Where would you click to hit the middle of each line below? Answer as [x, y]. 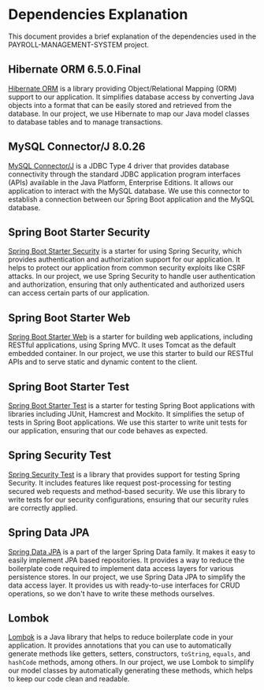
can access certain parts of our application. [79, 293]
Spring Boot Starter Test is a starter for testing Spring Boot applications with [132, 406]
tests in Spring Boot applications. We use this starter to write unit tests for [128, 422]
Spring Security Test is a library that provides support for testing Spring [124, 474]
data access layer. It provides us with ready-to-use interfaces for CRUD [124, 585]
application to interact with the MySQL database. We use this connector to [129, 191]
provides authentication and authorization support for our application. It [124, 260]
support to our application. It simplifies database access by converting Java [131, 97]
